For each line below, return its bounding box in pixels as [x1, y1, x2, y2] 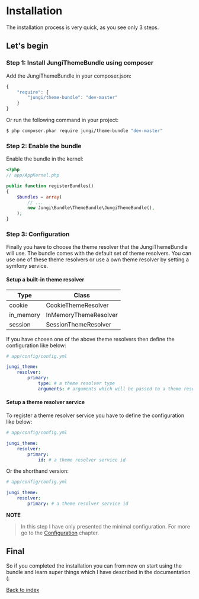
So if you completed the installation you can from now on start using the [6, 562, 182, 569]
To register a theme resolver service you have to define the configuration [6, 412, 185, 419]
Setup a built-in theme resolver [6, 276, 85, 283]
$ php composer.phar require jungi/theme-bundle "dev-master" [6, 128, 163, 134]
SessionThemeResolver [46, 320, 111, 328]
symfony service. [6, 262, 49, 270]
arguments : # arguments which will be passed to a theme [37, 386, 182, 392]
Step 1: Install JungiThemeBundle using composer [6, 59, 154, 67]
